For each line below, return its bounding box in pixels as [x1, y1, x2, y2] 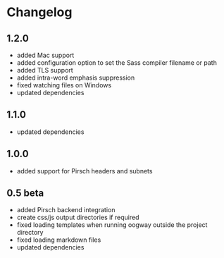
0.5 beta [6, 188, 44, 199]
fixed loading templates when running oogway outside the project [16, 221, 208, 229]
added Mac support [16, 51, 75, 59]
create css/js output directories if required [16, 213, 139, 222]
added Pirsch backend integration [16, 206, 116, 214]
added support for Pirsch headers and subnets [16, 166, 153, 175]
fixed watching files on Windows [16, 81, 112, 89]
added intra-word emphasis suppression [16, 73, 135, 82]
